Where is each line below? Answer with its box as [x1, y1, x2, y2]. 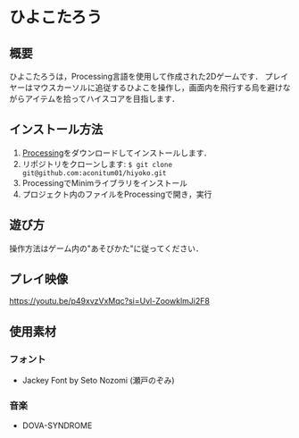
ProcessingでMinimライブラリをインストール [21, 177, 188, 188]
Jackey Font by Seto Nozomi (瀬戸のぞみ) [21, 375, 176, 386]
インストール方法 [9, 122, 104, 138]
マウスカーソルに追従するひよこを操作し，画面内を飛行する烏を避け [32, 82, 283, 93]
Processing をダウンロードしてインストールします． [21, 147, 212, 158]
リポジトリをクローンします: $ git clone [21, 158, 172, 169]
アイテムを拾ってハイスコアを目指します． [24, 94, 180, 104]
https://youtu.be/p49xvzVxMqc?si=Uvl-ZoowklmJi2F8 [9, 296, 210, 307]
